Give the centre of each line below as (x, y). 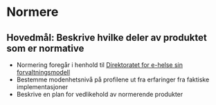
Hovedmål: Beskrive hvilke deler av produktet (107, 38)
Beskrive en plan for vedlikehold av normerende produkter (100, 94)
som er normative (45, 48)
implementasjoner (42, 87)
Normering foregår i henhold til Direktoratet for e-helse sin (100, 65)
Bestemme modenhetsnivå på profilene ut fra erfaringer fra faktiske (113, 79)
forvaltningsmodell (43, 72)
